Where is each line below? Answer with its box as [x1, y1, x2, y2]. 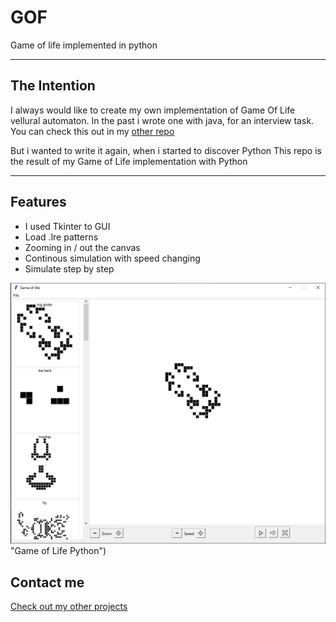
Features [10, 194, 67, 211]
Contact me [10, 574, 85, 591]
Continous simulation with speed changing [24, 252, 201, 264]
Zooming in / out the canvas [24, 241, 141, 253]
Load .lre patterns [24, 231, 99, 243]
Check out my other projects [10, 601, 128, 613]
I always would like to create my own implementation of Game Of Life [10, 104, 296, 116]
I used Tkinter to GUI [24, 220, 111, 232]
